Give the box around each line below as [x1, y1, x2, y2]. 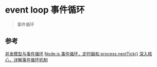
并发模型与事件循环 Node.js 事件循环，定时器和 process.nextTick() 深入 [5, 50, 148, 56]
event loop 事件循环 [5, 4, 85, 16]
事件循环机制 [21, 57, 48, 63]
